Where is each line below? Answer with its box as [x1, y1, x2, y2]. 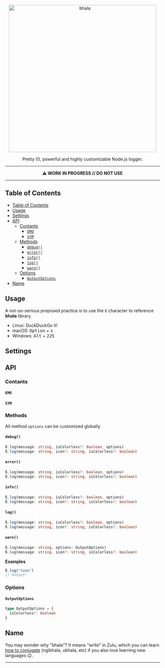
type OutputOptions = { [5, 606, 54, 611]
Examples [5, 559, 26, 564]
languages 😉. [5, 652, 33, 658]
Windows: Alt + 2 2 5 [12, 333, 55, 339]
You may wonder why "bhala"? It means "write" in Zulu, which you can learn [5, 642, 160, 648]
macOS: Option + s [12, 327, 53, 333]
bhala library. [5, 313, 32, 319]
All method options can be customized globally [5, 423, 101, 429]
